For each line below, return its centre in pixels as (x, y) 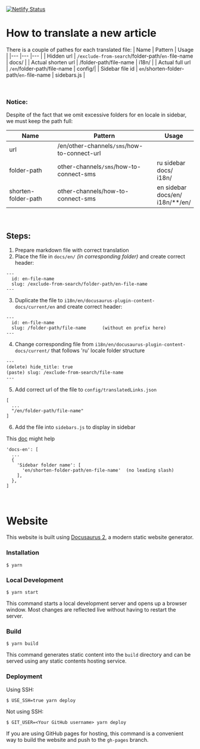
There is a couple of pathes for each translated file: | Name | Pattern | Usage (100, 49)
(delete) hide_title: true (40, 367)
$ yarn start (22, 593)
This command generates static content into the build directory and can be (99, 655)
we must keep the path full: (40, 121)
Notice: (17, 102)
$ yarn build (22, 644)
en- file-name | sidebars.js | (52, 75)
